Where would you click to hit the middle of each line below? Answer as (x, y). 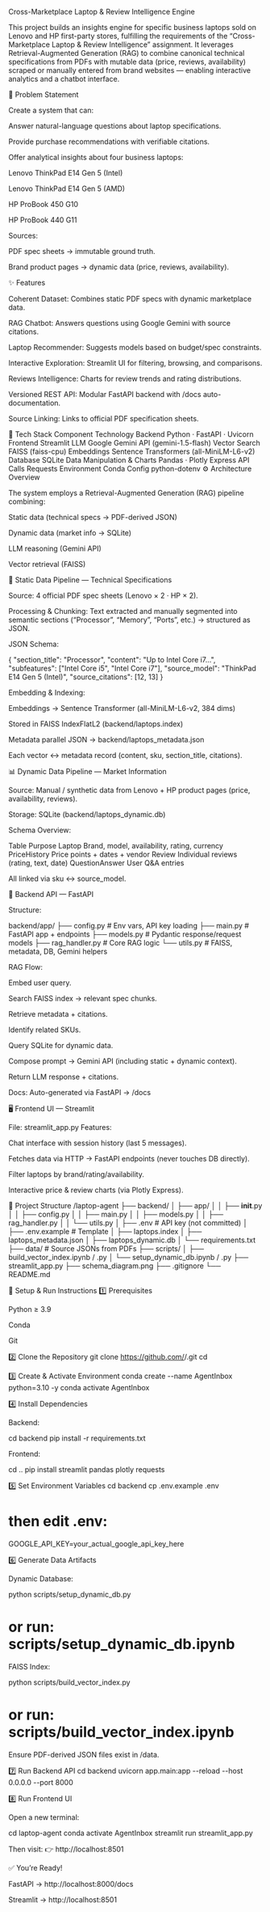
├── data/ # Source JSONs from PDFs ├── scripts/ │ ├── (106, 1248)
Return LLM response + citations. (64, 1077)
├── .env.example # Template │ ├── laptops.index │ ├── (105, 1231)
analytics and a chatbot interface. (64, 79)
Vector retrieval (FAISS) (47, 564)
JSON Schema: (33, 644)
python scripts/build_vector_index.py (69, 1682)
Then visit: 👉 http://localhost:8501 (66, 1849)
